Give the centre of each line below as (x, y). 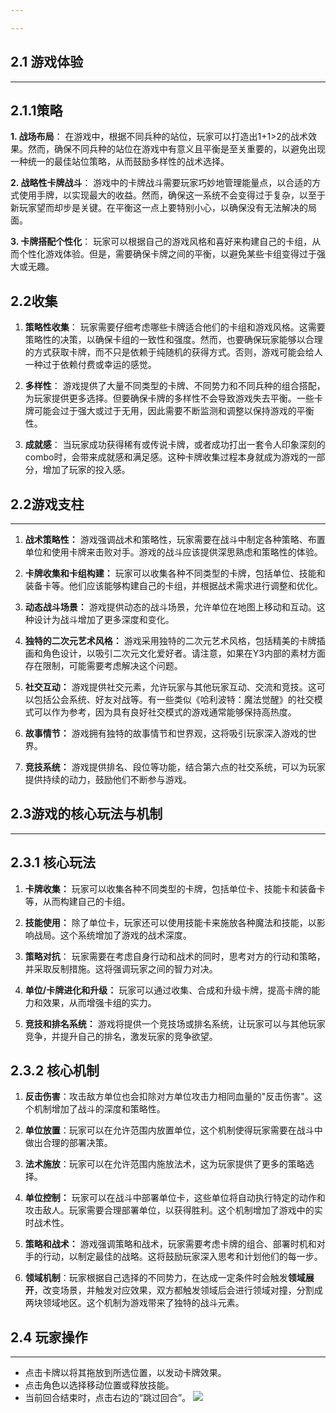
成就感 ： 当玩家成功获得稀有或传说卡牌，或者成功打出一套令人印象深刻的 (175, 445)
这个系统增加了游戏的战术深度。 (125, 935)
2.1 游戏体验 (47, 62)
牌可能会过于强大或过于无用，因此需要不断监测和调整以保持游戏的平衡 (169, 411)
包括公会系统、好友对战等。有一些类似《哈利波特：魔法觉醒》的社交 (174, 699)
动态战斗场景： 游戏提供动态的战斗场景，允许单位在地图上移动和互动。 (170, 607)
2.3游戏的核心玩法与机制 (86, 814)
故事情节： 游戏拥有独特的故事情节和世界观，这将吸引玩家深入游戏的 (166, 733)
